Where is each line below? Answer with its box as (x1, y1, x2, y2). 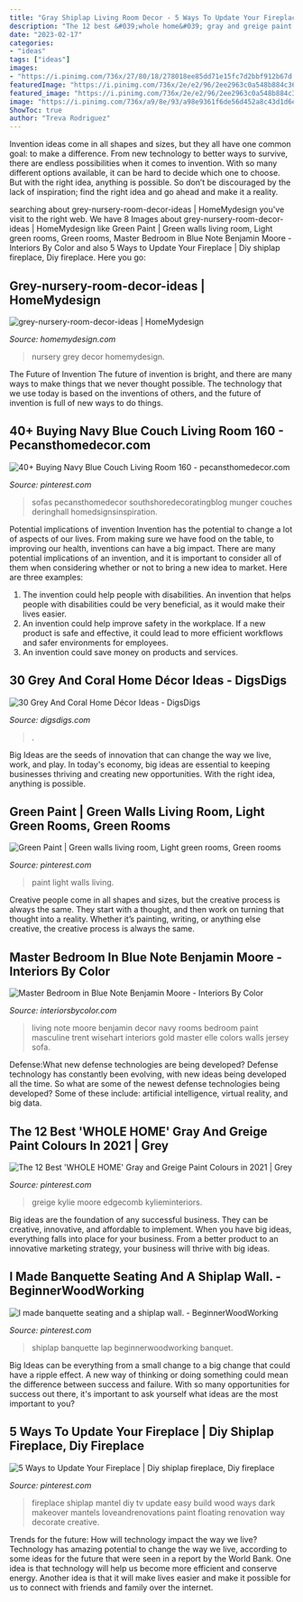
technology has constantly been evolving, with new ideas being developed (9, 1069, 287, 1079)
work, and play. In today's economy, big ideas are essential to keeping (9, 759, 271, 770)
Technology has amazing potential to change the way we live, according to (9, 1543, 288, 1554)
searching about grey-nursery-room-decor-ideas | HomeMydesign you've (9, 204, 285, 215)
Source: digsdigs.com (9, 714, 91, 725)
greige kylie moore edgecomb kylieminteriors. (31, 1197, 203, 1208)
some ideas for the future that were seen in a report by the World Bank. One (9, 1553, 291, 1564)
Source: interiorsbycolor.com (9, 1005, 117, 1016)
